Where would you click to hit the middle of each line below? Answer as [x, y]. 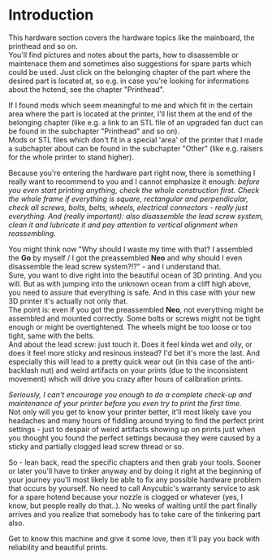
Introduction [51, 15]
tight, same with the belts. [52, 335]
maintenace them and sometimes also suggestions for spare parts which [130, 63]
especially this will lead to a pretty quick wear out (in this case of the [123, 361]
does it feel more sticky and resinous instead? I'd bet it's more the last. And [134, 352]
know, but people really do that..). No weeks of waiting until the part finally [133, 505]
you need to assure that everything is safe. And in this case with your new [132, 292]
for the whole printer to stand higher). [71, 157]
